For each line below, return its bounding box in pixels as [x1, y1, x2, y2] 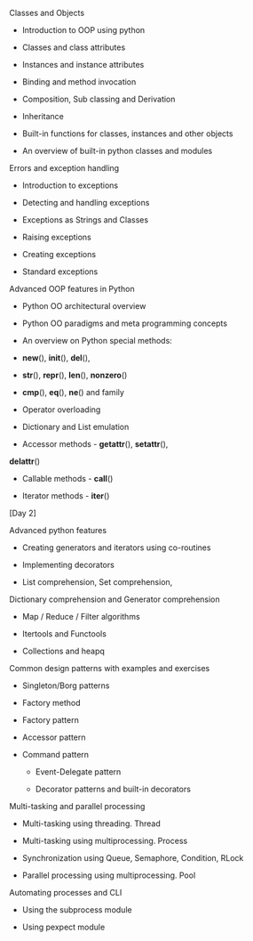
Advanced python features [9, 525, 107, 535]
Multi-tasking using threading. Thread [21, 818, 162, 829]
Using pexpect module [21, 921, 106, 932]
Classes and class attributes [21, 42, 126, 53]
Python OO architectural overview [21, 301, 146, 311]
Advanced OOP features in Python [9, 284, 135, 294]
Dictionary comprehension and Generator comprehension [9, 594, 220, 604]
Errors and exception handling [9, 163, 120, 173]
